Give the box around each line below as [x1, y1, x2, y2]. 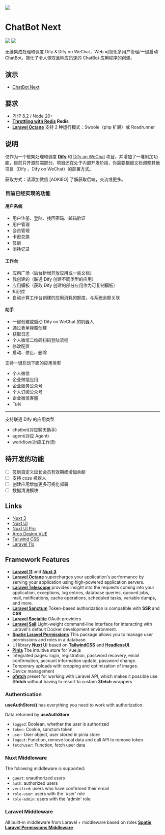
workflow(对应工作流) [12, 439, 56, 445]
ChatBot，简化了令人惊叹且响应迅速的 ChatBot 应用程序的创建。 [5, 55, 135, 61]
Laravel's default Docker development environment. [12, 626, 117, 632]
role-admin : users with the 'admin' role [12, 796, 91, 802]
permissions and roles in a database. [12, 636, 87, 642]
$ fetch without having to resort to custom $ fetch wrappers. [12, 678, 134, 684]
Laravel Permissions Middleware [5, 825, 73, 831]
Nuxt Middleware [5, 754, 47, 761]
